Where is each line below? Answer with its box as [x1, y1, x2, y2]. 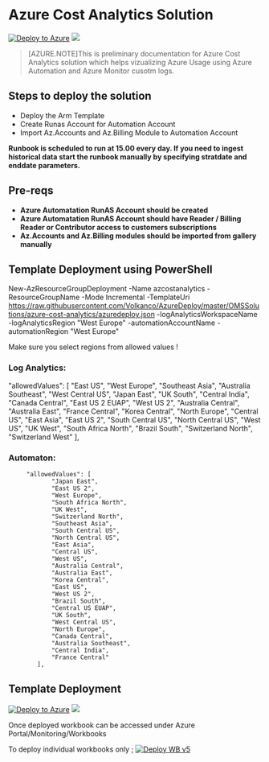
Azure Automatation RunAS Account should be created [19, 205, 209, 215]
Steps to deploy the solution [8, 89, 152, 103]
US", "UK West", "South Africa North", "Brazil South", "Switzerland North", [8, 423, 253, 433]
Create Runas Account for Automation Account [19, 119, 176, 129]
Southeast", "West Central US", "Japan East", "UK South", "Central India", [8, 389, 251, 399]
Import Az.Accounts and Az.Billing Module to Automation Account [19, 127, 238, 138]
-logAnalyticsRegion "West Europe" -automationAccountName [8, 318, 216, 327]
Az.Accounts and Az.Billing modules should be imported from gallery [19, 231, 257, 241]
